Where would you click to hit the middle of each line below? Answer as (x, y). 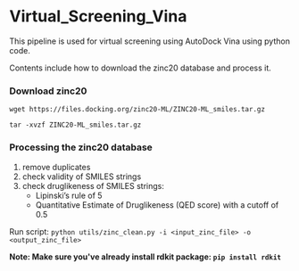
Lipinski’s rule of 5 (69, 195)
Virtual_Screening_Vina (98, 16)
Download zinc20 (48, 91)
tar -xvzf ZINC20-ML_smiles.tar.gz (75, 125)
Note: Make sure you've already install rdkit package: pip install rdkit (145, 257)
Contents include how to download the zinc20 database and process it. (141, 68)
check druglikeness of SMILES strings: (93, 185)
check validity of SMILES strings (82, 177)
